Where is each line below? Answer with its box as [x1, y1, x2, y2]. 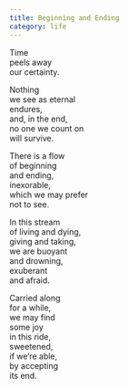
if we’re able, [9, 351, 58, 362]
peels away [9, 57, 53, 68]
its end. [9, 370, 38, 381]
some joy [9, 321, 44, 332]
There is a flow [9, 150, 65, 161]
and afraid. [9, 275, 50, 286]
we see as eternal [9, 93, 75, 105]
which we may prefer [9, 189, 89, 200]
